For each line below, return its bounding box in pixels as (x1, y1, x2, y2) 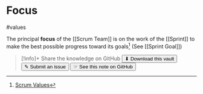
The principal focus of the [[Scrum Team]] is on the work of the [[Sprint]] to (6, 35, 195, 42)
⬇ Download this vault (124, 55, 175, 62)
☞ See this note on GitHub (73, 63, 133, 70)
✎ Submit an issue (24, 63, 66, 70)
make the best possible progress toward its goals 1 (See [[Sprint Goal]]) (6, 42, 182, 50)
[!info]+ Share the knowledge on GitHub (21, 55, 121, 62)
